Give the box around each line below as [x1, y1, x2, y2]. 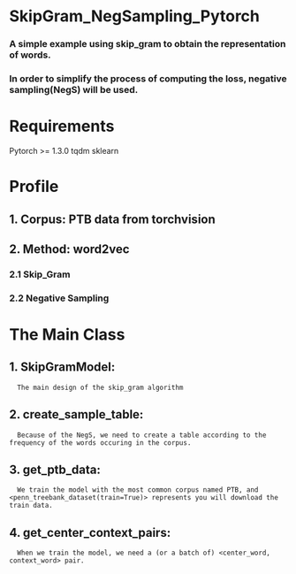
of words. [9, 49, 51, 61]
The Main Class [9, 325, 125, 344]
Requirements [9, 117, 115, 136]
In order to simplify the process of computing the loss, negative [9, 73, 287, 85]
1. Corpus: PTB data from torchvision [9, 211, 216, 226]
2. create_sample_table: [9, 407, 144, 422]
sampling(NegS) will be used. [9, 84, 139, 96]
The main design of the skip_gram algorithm [17, 383, 184, 392]
